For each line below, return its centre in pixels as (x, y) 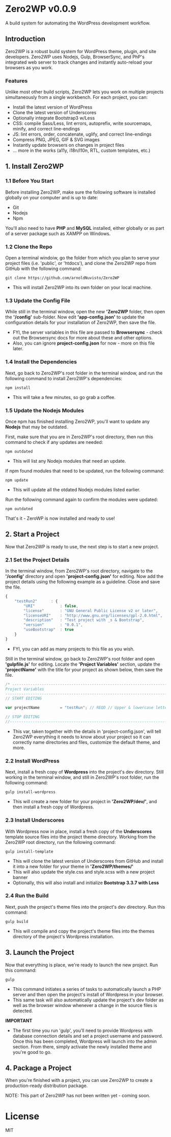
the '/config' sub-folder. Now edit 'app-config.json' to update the (75, 317)
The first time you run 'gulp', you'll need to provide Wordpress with (82, 1030)
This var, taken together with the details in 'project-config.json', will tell (87, 731)
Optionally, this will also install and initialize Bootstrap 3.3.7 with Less (86, 883)
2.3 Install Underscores (35, 820)
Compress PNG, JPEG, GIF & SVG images (56, 140)
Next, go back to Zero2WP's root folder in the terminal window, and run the (84, 373)
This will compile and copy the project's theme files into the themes (83, 931)
